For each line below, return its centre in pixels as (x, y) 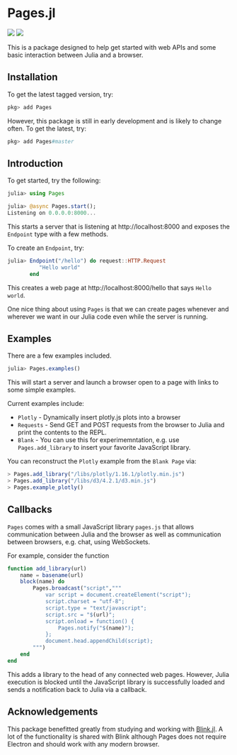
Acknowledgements (53, 712)
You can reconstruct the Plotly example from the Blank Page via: (102, 461)
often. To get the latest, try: (47, 128)
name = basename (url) (52, 575)
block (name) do (42, 582)
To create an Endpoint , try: (46, 248)
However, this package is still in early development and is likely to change (115, 121)
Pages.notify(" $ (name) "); (96, 628)
